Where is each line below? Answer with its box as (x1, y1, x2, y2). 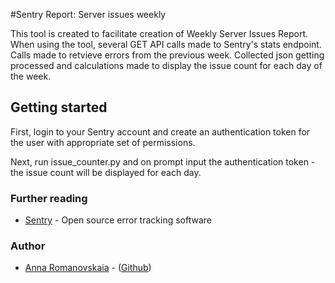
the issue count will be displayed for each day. (10, 166, 202, 178)
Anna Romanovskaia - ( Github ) (24, 262, 152, 274)
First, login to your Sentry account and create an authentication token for (10, 125, 311, 138)
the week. (10, 70, 52, 82)
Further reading (10, 191, 88, 205)
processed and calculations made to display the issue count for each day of (10, 60, 323, 71)
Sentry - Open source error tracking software (24, 214, 212, 226)
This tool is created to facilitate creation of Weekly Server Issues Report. (10, 28, 309, 39)
